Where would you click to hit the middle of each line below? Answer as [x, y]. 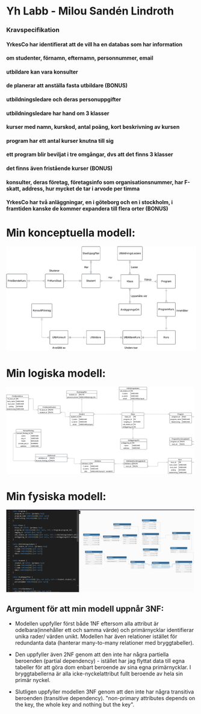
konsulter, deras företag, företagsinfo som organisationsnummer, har [95, 182]
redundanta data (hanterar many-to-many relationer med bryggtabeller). [104, 642]
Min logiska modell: [56, 373]
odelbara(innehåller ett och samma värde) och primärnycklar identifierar [104, 630]
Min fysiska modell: [56, 496]
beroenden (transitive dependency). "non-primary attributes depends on [105, 698]
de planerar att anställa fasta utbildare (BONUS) [67, 86]
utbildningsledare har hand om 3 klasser [58, 113]
